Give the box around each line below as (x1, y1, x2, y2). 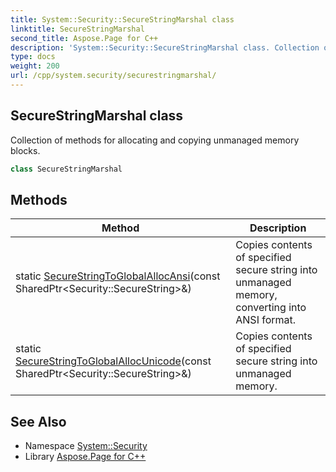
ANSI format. (235, 313, 297, 327)
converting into (235, 301, 307, 315)
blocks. (10, 144, 41, 156)
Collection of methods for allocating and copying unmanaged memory (10, 134, 300, 146)
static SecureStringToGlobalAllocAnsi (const (15, 269, 221, 283)
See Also (10, 413, 67, 430)
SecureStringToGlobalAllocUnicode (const (15, 354, 212, 368)
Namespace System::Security (24, 440, 148, 452)
